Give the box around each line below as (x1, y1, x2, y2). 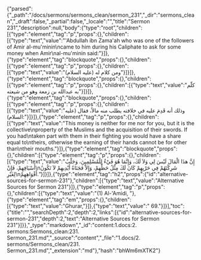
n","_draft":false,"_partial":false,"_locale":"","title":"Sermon (7, 18, 150, 25)
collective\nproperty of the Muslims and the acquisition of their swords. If (7, 126, 188, 133)
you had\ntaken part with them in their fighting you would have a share (7, 132, 181, 140)
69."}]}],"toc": (151, 202, 185, 209)
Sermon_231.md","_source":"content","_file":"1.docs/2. (7, 234, 141, 241)
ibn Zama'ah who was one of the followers (89, 37, 194, 44)
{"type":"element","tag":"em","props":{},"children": (7, 196, 132, 203)
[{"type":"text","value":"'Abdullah (7, 37, 89, 44)
